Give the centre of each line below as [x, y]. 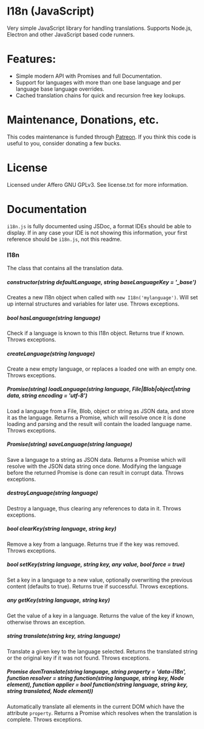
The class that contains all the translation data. [65, 268]
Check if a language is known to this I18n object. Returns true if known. [96, 333]
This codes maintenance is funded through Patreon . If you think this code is [102, 137]
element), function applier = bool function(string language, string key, [97, 685]
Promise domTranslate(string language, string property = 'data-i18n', [97, 672]
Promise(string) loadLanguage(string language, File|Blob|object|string [99, 389]
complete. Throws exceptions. [45, 719]
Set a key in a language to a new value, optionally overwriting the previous [100, 580]
